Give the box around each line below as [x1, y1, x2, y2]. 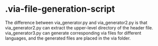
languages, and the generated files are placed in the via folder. [5, 35, 131, 41]
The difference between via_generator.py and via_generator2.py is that [5, 20, 148, 25]
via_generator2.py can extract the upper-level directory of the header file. [5, 24, 154, 30]
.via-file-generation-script [5, 3, 115, 15]
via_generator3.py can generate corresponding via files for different [5, 30, 141, 36]
